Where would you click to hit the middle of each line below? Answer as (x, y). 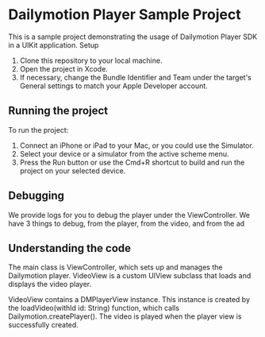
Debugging (36, 196)
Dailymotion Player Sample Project (125, 15)
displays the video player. (50, 285)
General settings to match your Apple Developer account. (113, 86)
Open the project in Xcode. (64, 68)
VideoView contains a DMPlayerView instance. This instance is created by (129, 300)
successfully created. (44, 325)
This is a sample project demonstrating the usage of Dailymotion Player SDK (133, 37)
